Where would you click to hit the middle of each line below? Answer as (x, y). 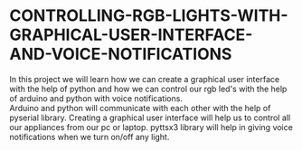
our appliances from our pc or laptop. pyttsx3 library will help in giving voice (151, 127)
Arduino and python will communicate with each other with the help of (140, 108)
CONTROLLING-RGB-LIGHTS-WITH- (149, 16)
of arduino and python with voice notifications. (96, 98)
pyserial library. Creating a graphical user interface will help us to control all (150, 118)
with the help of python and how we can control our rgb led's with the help (148, 89)
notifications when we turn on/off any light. (90, 137)
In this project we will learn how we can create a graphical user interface (145, 79)
